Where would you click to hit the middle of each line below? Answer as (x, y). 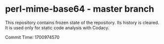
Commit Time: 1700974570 (33, 37)
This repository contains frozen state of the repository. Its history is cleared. (82, 22)
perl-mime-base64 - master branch (80, 9)
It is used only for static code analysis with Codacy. (57, 27)
